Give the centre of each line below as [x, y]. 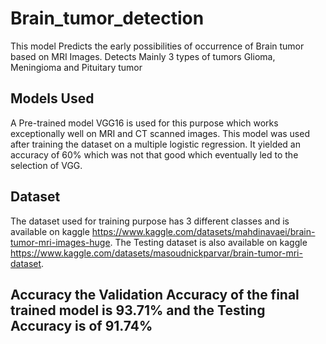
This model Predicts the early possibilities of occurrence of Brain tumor [157, 46]
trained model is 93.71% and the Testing [138, 310]
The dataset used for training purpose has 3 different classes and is [150, 221]
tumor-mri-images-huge [60, 242]
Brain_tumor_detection [107, 18]
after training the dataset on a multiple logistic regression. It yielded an [156, 144]
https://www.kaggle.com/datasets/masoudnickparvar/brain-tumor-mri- [156, 253]
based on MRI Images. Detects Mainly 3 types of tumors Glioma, [143, 56]
